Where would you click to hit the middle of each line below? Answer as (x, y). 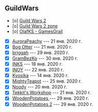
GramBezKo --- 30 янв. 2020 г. (45, 58)
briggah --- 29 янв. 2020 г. (41, 52)
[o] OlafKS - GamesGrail (37, 31)
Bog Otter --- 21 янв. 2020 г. (42, 47)
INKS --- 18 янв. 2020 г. (37, 64)
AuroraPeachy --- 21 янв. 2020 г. (47, 41)
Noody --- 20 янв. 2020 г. (39, 87)
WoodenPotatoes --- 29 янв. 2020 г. (51, 98)
